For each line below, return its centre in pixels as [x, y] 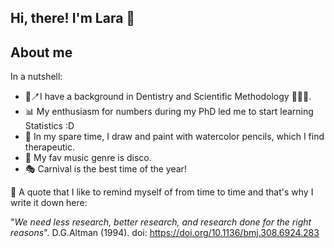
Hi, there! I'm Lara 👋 [73, 18]
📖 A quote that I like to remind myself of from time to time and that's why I [162, 192]
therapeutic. [49, 147]
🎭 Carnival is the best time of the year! [105, 169]
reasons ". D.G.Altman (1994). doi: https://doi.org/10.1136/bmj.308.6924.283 [165, 233]
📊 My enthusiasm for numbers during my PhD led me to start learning [169, 112]
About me [41, 52]
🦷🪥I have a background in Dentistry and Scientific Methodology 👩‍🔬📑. [168, 97]
